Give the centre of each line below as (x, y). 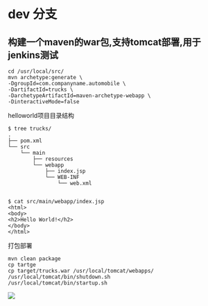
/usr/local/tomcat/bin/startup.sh (58, 283)
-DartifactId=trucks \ (41, 90)
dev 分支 (33, 14)
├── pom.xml (25, 141)
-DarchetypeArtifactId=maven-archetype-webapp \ (79, 96)
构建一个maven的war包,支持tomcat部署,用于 (105, 42)
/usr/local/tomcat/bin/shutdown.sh (59, 277)
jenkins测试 (33, 55)
